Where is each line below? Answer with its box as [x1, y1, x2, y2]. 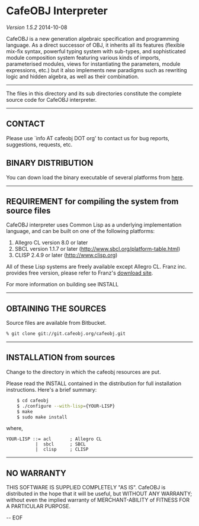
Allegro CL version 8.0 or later [14, 239, 88, 246]
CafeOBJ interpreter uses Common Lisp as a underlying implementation [6, 221, 182, 228]
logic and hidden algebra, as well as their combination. [6, 73, 139, 80]
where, [6, 425, 24, 432]
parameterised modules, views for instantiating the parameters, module [6, 60, 181, 67]
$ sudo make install [17, 414, 68, 420]
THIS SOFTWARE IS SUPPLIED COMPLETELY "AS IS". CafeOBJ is [6, 484, 166, 491]
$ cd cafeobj [17, 398, 49, 404]
